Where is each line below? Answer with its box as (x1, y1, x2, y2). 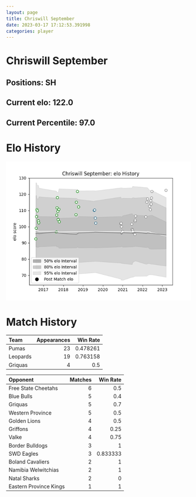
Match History (6, 315, 77, 329)
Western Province (8, 409, 52, 416)
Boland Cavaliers (8, 458, 50, 465)
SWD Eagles (8, 450, 39, 457)
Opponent (8, 376, 34, 383)
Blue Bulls (8, 393, 33, 400)
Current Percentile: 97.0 (6, 118, 96, 128)
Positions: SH (6, 77, 57, 88)
